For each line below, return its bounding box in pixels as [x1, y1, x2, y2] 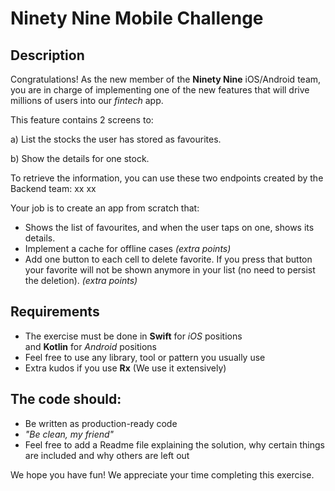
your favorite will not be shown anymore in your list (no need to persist [24, 264, 316, 276]
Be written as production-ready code [24, 417, 178, 429]
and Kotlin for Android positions [24, 340, 158, 352]
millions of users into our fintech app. [10, 95, 164, 106]
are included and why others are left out [24, 449, 190, 461]
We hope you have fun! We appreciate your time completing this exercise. [10, 468, 315, 481]
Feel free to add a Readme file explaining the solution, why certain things [24, 438, 325, 451]
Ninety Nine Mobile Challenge [10, 7, 264, 30]
